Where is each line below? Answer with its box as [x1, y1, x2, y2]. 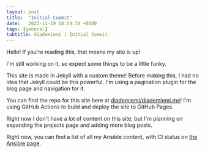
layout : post [6, 9, 40, 15]
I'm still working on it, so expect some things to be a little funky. [6, 60, 167, 68]
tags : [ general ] [6, 26, 48, 32]
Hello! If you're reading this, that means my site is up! [6, 48, 141, 55]
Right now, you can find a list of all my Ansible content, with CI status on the [6, 133, 198, 141]
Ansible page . [6, 140, 42, 147]
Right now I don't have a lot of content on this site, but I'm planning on [6, 115, 183, 123]
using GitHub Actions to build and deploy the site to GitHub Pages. [6, 103, 174, 110]
